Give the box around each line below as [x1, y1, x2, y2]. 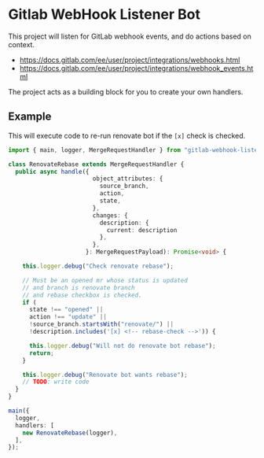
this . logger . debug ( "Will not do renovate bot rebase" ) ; [28, 342, 216, 349]
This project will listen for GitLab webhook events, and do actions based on [8, 31, 251, 41]
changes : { [92, 211, 128, 220]
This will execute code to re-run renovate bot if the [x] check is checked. [8, 131, 246, 140]
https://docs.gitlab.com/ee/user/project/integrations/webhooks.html [19, 55, 240, 65]
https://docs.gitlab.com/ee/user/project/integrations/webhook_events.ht [19, 63, 254, 72]
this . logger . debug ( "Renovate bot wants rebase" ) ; [22, 371, 189, 379]
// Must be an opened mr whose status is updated [22, 276, 189, 284]
